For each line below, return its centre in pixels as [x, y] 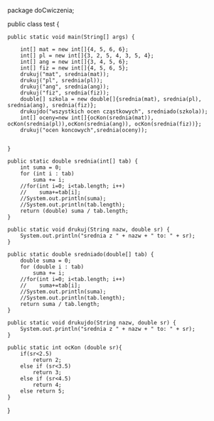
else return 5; [43, 391]
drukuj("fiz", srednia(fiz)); [65, 93]
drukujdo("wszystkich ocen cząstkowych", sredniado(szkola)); [114, 111]
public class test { [33, 24]
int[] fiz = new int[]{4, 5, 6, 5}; [75, 68]
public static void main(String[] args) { [71, 37]
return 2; [47, 360]
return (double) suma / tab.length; [75, 211]
